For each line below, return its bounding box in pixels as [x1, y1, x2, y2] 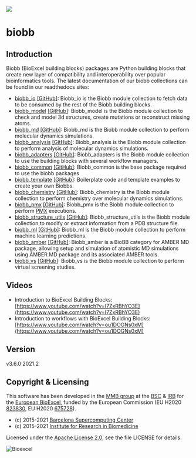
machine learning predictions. [14, 232, 87, 239]
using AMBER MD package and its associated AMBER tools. [14, 251, 160, 258]
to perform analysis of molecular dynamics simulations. [14, 145, 148, 152]
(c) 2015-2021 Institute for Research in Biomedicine [14, 423, 139, 430]
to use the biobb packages [14, 170, 79, 176]
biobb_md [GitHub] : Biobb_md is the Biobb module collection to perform [14, 126, 190, 133]
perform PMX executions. [14, 208, 77, 214]
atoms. [14, 120, 32, 126]
